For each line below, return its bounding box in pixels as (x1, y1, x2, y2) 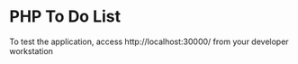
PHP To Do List (9, 6, 122, 27)
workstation (9, 45, 54, 56)
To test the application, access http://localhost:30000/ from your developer (9, 36, 290, 47)
